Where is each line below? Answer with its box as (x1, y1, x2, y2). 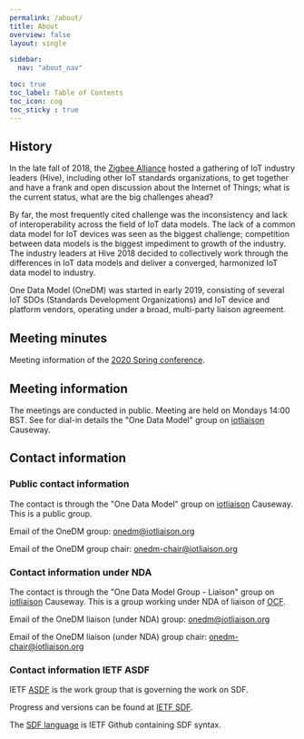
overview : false (9, 30, 71, 39)
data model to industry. (9, 267, 96, 278)
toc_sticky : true (9, 105, 79, 114)
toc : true (9, 80, 47, 89)
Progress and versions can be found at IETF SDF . (9, 702, 193, 713)
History (9, 138, 53, 154)
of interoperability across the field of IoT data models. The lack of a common (9, 219, 296, 230)
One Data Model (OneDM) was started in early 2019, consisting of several (9, 285, 285, 296)
